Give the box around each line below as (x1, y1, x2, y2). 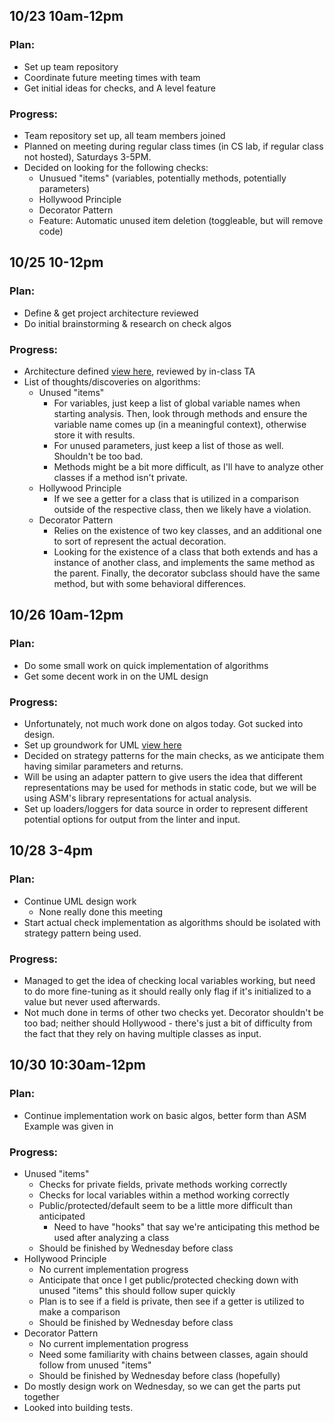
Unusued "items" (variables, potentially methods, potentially (38, 172, 287, 184)
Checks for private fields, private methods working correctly (38, 1178, 288, 1190)
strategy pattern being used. (23, 927, 142, 939)
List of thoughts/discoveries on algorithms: (23, 375, 201, 388)
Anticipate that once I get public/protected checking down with (38, 1274, 299, 1286)
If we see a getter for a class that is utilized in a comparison (53, 492, 299, 504)
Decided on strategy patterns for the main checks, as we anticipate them (23, 749, 325, 761)
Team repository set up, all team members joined (23, 129, 226, 141)
